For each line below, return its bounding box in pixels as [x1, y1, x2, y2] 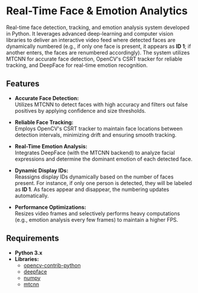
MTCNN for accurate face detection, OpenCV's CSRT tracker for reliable [6, 55, 183, 62]
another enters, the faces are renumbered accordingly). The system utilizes [6, 49, 190, 56]
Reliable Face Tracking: [14, 119, 74, 126]
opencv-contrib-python [23, 262, 81, 269]
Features [6, 79, 40, 89]
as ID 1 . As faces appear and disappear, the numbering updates [14, 186, 170, 193]
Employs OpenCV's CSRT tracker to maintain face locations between [14, 125, 183, 132]
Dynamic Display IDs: [14, 167, 69, 174]
